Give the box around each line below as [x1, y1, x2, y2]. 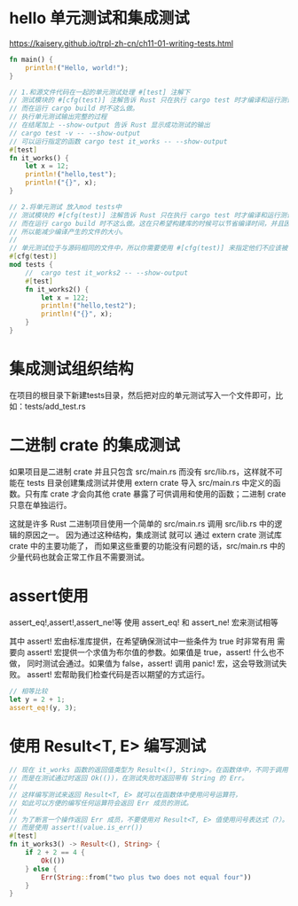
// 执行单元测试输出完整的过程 [9, 113, 108, 121]
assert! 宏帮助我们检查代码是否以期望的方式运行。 [26, 668, 210, 679]
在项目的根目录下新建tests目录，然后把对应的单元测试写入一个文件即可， [9, 389, 276, 400]
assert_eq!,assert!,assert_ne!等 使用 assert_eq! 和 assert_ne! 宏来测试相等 [9, 617, 279, 628]
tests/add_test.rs [24, 401, 86, 411]
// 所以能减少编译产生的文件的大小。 [9, 227, 127, 236]
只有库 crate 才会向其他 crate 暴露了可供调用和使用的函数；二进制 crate [24, 488, 286, 499]
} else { [25, 864, 58, 873]
